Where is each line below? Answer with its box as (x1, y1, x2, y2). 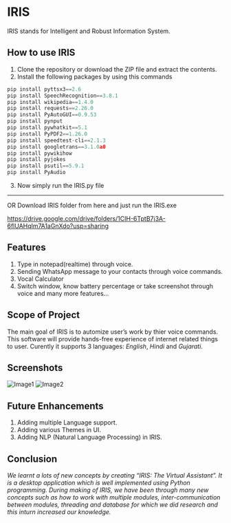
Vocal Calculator (16, 275, 64, 283)
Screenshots (7, 362, 63, 374)
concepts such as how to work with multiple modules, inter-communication (7, 493, 221, 502)
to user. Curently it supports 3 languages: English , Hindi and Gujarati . (7, 342, 203, 350)
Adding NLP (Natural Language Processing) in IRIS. (16, 433, 163, 441)
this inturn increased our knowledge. (7, 508, 111, 516)
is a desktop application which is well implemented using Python (7, 479, 190, 487)
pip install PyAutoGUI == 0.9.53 (7, 111, 97, 118)
